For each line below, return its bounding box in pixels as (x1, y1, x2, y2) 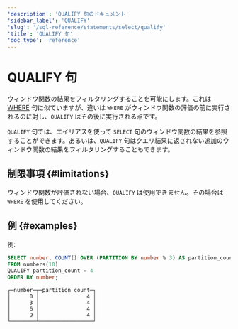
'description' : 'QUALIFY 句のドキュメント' (7, 10, 130, 18)
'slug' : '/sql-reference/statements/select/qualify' (7, 23, 166, 31)
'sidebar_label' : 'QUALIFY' (7, 17, 91, 24)
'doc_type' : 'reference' (7, 37, 81, 44)
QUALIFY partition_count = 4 (7, 267, 93, 274)
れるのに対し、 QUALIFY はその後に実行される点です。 (7, 112, 161, 121)
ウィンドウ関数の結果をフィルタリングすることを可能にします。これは (7, 95, 212, 103)
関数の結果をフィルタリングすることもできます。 (31, 145, 174, 153)
